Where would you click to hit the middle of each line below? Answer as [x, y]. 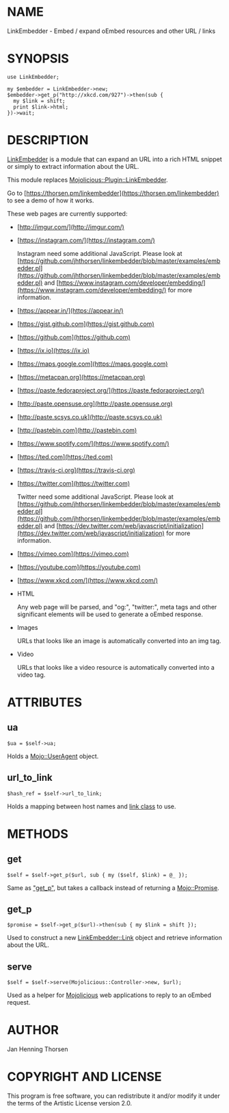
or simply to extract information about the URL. [73, 166]
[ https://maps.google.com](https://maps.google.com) [92, 364]
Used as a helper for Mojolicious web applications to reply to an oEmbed [109, 995]
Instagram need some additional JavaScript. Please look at [99, 253]
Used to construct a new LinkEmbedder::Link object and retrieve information [114, 938]
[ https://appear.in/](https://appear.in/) [70, 310]
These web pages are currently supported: [67, 213]
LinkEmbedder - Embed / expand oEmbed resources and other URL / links [111, 31]
